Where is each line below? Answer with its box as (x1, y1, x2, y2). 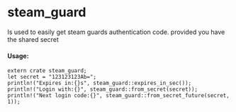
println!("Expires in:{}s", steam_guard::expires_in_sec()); (7, 79, 192, 87)
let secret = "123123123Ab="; (7, 74, 97, 81)
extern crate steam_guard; (7, 67, 87, 74)
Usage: (7, 51, 30, 60)
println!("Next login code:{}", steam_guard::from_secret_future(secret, (7, 92, 230, 99)
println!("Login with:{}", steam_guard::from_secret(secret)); (7, 86, 198, 93)
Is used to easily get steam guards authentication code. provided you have (7, 28, 225, 36)
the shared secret (7, 35, 59, 43)
